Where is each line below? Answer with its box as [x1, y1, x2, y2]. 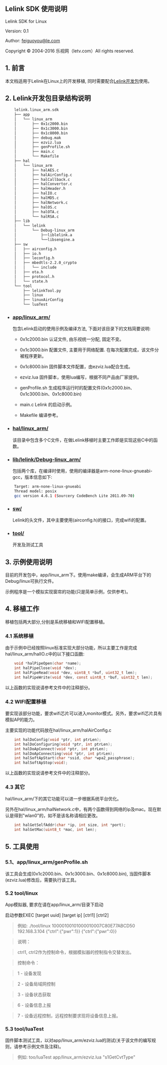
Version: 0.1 [5, 28, 29, 34]
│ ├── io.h [14, 251, 41, 256]
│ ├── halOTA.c [14, 209, 59, 214]
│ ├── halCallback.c [14, 177, 70, 182]
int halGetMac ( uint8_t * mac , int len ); [14, 827, 97, 832]
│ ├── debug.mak [14, 135, 61, 140]
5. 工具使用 [5, 842, 39, 851]
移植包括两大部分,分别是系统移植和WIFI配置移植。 [5, 619, 108, 625]
